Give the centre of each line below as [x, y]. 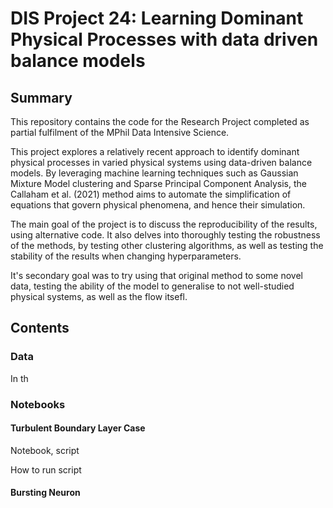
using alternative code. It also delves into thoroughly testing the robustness [165, 235]
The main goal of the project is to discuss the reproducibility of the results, [164, 224]
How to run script [46, 469]
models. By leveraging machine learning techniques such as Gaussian [154, 173]
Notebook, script [45, 450]
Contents [40, 328]
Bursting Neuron [45, 493]
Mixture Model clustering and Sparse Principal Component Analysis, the [158, 183]
